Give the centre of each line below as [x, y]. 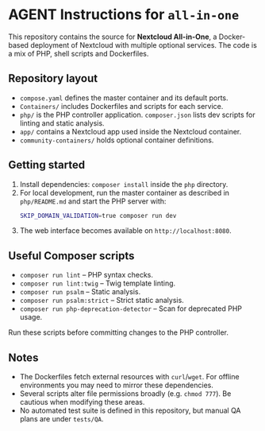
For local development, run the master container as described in [125, 192]
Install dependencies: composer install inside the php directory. [124, 184]
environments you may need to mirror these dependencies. [117, 385]
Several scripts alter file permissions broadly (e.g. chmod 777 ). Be [125, 394]
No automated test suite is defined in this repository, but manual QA [130, 410]
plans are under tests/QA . [62, 419]
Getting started [47, 165]
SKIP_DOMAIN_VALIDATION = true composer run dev [98, 215]
